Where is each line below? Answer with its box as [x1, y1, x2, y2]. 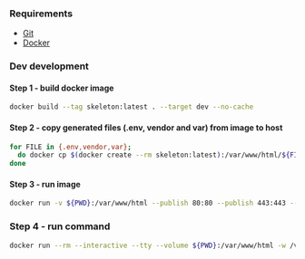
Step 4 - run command [9, 220, 111, 233]
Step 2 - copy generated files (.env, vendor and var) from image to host [9, 121, 283, 133]
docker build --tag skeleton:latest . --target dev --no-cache [9, 102, 254, 111]
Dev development [9, 60, 89, 72]
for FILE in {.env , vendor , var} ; [9, 142, 132, 151]
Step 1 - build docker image [9, 82, 114, 93]
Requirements [9, 7, 74, 20]
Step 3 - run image [9, 178, 82, 189]
